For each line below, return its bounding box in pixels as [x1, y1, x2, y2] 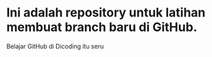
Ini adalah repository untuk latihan [6, 5, 206, 21]
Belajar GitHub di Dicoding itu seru [6, 42, 104, 50]
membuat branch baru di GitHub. [6, 19, 198, 35]
